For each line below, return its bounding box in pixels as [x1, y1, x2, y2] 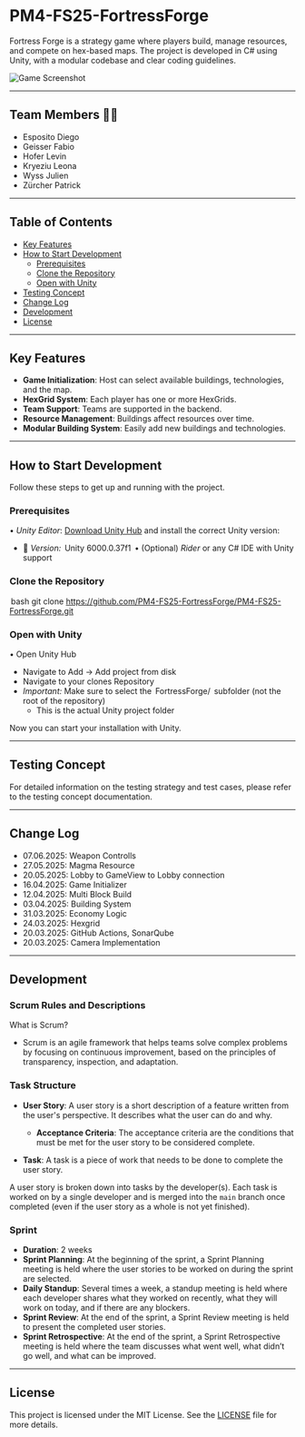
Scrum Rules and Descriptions [9, 999, 146, 1012]
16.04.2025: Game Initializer [22, 878, 127, 890]
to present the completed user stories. [22, 1321, 166, 1332]
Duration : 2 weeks [22, 1244, 93, 1254]
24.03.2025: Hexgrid [22, 917, 101, 928]
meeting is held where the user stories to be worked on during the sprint [22, 1264, 293, 1274]
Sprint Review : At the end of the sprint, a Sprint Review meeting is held [22, 1312, 290, 1323]
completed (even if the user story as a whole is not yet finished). [9, 1201, 251, 1212]
